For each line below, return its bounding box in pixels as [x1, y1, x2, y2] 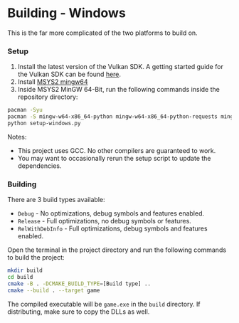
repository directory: [17, 92, 78, 101]
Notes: [7, 132, 27, 141]
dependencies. [17, 161, 62, 170]
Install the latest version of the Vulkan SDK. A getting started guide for [17, 63, 224, 71]
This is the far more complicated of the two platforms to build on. [7, 28, 198, 37]
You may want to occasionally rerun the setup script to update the [17, 154, 211, 162]
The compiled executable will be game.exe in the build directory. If [7, 300, 201, 308]
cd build [7, 274, 33, 281]
